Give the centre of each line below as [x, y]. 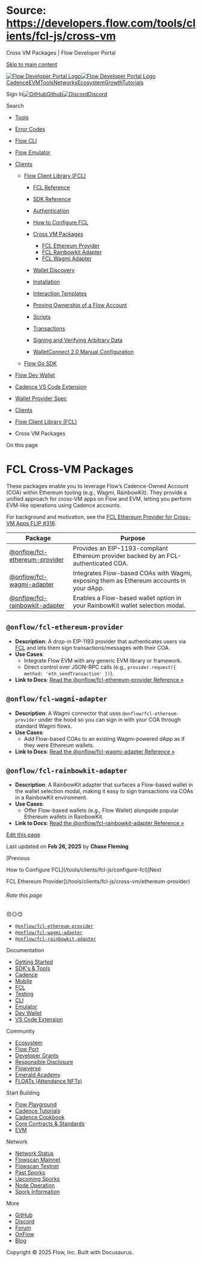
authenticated [93, 563]
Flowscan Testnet [37, 1166]
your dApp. [89, 588]
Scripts [42, 317]
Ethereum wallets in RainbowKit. [64, 817]
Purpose [133, 538]
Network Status [34, 1153]
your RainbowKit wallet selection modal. [129, 605]
